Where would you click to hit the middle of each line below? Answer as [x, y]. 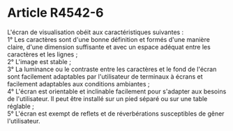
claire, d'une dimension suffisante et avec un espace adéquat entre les [109, 47]
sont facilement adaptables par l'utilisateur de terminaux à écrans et [105, 76]
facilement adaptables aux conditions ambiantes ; [78, 84]
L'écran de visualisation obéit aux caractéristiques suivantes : [96, 32]
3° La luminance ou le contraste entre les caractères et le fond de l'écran [112, 69]
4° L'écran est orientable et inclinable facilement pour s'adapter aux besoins [117, 91]
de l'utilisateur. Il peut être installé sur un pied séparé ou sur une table [107, 98]
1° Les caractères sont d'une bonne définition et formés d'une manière [109, 39]
